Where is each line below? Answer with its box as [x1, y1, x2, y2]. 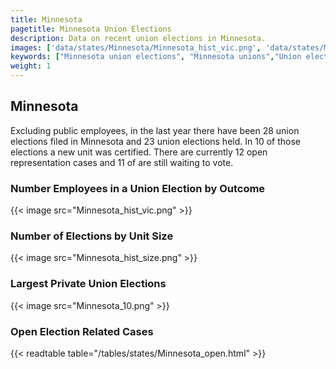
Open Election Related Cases [10, 324, 154, 338]
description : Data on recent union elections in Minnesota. [10, 33, 267, 43]
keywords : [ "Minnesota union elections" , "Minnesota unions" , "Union [10, 52, 302, 62]
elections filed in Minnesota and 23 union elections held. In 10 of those [10, 135, 301, 147]
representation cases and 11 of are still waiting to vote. [10, 156, 234, 168]
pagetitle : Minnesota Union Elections [10, 24, 172, 34]
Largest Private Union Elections [10, 277, 167, 291]
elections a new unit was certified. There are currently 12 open [10, 146, 268, 158]
